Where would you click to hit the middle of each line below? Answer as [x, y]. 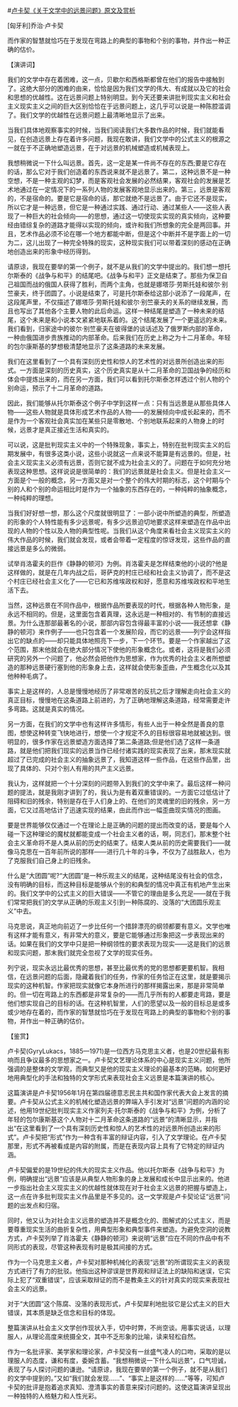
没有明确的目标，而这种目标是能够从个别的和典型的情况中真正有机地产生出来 [119, 884]
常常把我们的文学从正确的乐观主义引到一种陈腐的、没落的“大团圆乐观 [114, 902]
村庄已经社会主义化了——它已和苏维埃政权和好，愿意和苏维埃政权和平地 [119, 581]
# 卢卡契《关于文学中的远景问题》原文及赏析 [72, 10]
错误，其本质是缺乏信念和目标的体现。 [63, 1313]
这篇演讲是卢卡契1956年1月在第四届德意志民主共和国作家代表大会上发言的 [115, 1093]
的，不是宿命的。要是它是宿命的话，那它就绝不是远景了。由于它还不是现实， [119, 198]
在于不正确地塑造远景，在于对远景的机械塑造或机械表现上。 [106, 148]
